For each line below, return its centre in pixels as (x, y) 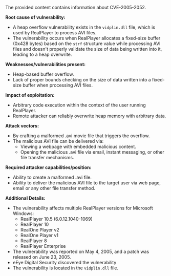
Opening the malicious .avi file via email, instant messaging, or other (92, 152)
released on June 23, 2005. (42, 257)
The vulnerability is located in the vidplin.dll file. (66, 268)
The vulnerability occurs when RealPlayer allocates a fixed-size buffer (87, 38)
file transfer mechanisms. (47, 157)
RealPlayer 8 (34, 241)
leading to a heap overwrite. (42, 54)
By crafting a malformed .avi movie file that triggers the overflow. (81, 136)
